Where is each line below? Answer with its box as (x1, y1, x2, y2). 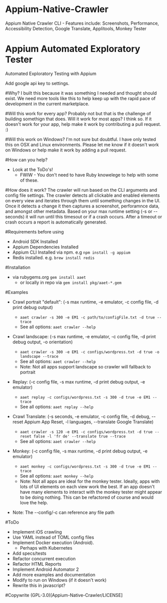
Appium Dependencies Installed (12, 244, 79, 250)
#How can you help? (5, 157, 48, 163)
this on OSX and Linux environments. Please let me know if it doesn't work (5, 141, 159, 147)
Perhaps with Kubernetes (20, 545, 73, 551)
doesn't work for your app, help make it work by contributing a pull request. (5, 121, 161, 127)
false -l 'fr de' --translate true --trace (33, 434, 126, 439)
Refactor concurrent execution (12, 555, 76, 562)
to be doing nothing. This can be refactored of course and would (20, 494, 154, 500)
